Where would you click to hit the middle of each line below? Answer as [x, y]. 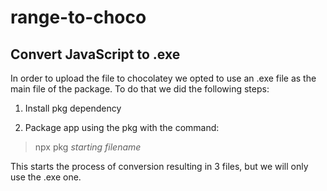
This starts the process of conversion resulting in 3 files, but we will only [159, 166]
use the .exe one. [46, 177]
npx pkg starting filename [88, 147]
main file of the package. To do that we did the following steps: [140, 89]
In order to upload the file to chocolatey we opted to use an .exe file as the [163, 78]
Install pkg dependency [73, 108]
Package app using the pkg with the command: [122, 127]
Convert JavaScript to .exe [95, 54]
